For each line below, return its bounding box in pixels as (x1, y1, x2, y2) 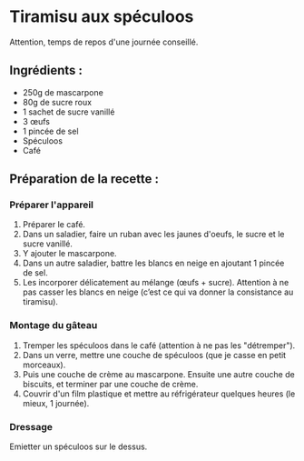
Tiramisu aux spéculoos (9, 6, 194, 27)
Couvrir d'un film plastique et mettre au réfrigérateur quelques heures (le (22, 388, 296, 399)
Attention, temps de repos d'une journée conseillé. (9, 36, 199, 47)
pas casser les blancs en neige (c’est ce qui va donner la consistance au (22, 286, 294, 297)
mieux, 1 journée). (22, 397, 90, 408)
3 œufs (22, 115, 50, 126)
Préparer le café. (22, 219, 86, 230)
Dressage (9, 420, 53, 433)
